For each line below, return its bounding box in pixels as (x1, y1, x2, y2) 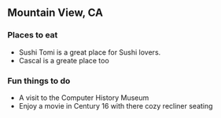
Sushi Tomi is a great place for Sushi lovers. (18, 47, 161, 57)
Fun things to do (7, 75, 71, 86)
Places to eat (7, 30, 58, 41)
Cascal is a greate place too (18, 55, 109, 65)
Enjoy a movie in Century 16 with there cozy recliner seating (18, 101, 213, 110)
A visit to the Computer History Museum (18, 93, 149, 102)
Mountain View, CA (7, 6, 104, 20)
